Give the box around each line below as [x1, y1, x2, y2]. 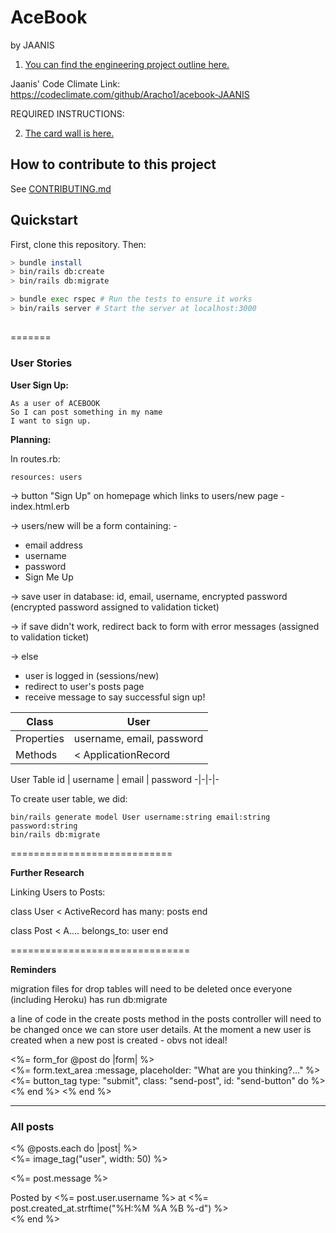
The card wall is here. [24, 127, 115, 139]
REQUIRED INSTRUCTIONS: [10, 107, 125, 120]
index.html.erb [10, 500, 70, 512]
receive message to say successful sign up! [24, 691, 206, 703]
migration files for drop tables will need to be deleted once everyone [10, 982, 293, 995]
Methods [15, 747, 58, 761]
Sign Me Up [24, 571, 74, 583]
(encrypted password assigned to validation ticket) [10, 601, 220, 613]
